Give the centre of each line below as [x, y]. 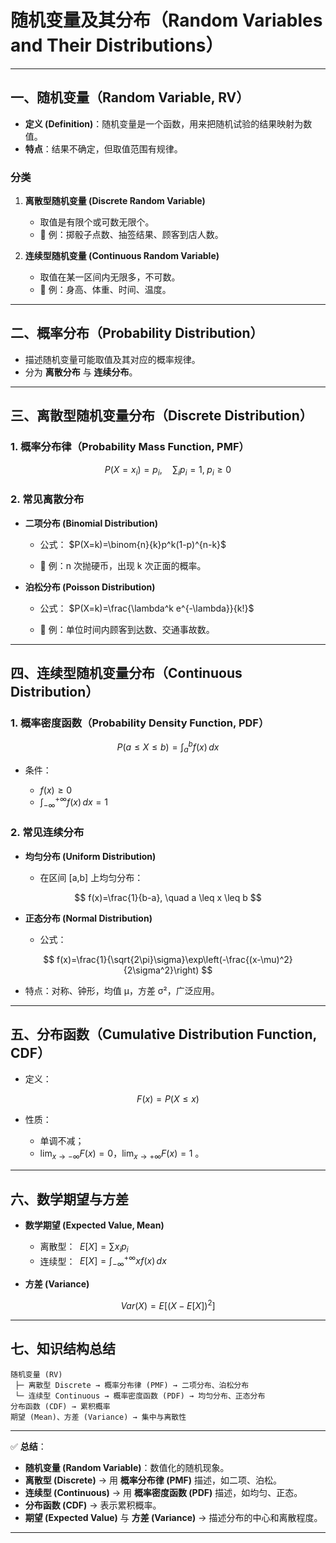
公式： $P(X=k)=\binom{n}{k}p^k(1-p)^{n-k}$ [133, 544]
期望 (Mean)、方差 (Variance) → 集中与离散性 [98, 1417]
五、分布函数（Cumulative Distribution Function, [163, 1034]
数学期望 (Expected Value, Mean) [94, 1225]
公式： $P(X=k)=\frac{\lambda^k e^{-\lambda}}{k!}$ [147, 608]
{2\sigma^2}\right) [161, 970]
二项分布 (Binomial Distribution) [91, 523]
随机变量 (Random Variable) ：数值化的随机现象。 [127, 1467]
